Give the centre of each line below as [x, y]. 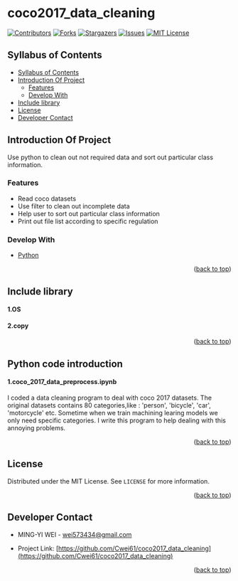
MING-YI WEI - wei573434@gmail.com [75, 534]
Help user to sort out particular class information [88, 213]
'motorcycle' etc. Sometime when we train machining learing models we [113, 412]
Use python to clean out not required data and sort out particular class [110, 157]
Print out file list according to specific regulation [88, 221]
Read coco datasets [47, 198]
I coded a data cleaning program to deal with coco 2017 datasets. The [109, 398]
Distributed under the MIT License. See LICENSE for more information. [108, 481]
